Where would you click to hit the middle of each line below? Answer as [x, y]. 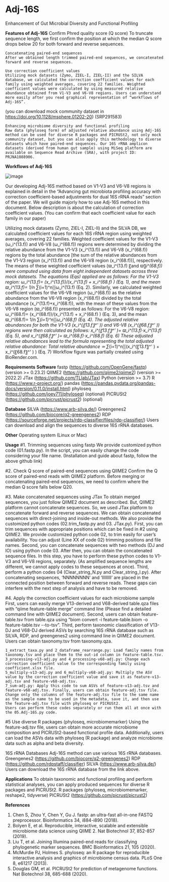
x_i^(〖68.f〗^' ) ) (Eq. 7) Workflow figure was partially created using [74, 352]
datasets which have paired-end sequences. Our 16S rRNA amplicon [76, 144]
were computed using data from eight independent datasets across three [81, 271]
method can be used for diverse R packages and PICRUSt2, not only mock [83, 135]
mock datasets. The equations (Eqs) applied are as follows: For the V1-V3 [82, 276]
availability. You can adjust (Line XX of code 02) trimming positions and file [83, 540]
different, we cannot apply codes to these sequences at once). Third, [77, 567]
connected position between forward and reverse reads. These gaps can [81, 583]
